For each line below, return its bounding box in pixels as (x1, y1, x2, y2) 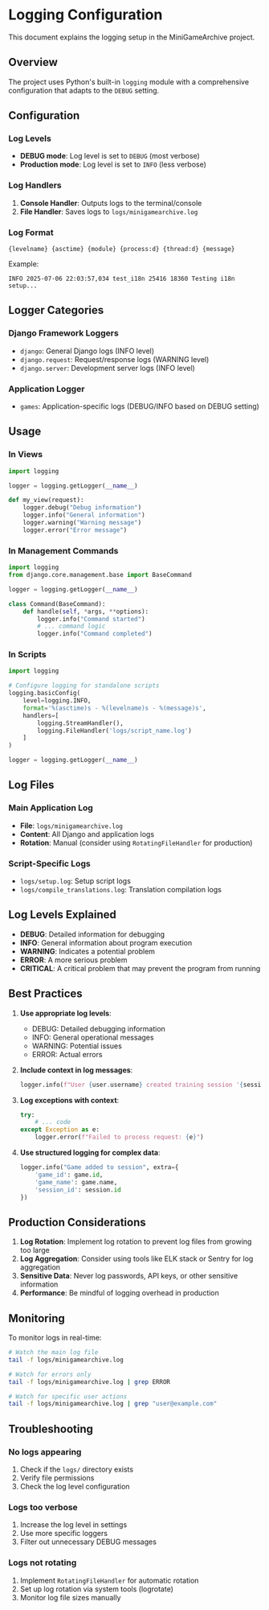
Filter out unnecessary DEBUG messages (19, 1537, 157, 1546)
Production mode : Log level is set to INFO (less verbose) (19, 159, 207, 170)
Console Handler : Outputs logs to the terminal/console (19, 198, 202, 208)
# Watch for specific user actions (8, 1392, 128, 1401)
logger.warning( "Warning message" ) (22, 519, 142, 527)
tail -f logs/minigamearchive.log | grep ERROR (8, 1377, 171, 1386)
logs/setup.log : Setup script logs (19, 876, 131, 886)
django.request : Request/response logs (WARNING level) (19, 354, 210, 364)
